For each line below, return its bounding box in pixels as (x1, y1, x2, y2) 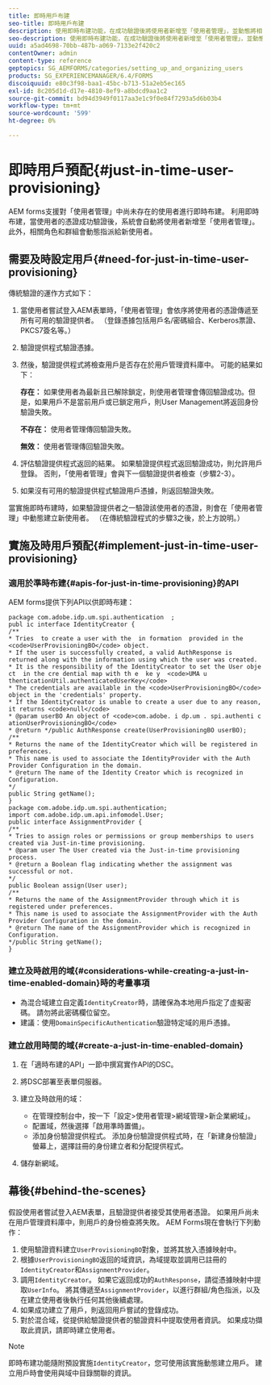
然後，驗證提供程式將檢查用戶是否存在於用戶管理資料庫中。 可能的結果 (19, 360, 256, 369)
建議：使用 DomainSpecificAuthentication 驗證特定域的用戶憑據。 (19, 1017, 236, 1027)
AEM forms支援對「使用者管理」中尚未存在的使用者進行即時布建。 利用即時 (8, 206, 260, 216)
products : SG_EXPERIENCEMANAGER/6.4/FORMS (8, 72, 153, 80)
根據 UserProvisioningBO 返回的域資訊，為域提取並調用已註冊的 (19, 1254, 227, 1264)
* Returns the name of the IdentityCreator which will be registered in (8, 740, 258, 749)
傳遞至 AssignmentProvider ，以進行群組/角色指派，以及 (79, 1284, 261, 1295)
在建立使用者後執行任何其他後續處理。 (19, 1295, 148, 1304)
